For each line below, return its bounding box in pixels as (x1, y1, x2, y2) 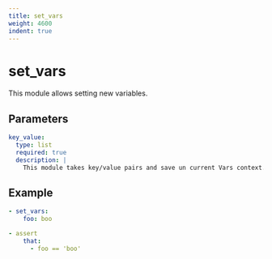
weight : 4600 (8, 19, 53, 28)
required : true (15, 148, 67, 156)
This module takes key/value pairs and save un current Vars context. (23, 163, 266, 172)
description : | (15, 155, 67, 164)
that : (23, 236, 42, 245)
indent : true (8, 27, 53, 35)
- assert (8, 230, 38, 238)
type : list (15, 141, 53, 149)
